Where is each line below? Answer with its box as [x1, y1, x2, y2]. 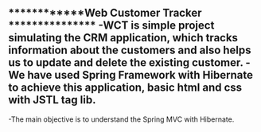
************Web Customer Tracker [8, 6, 202, 20]
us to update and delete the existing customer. [8, 56, 243, 70]
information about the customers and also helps [8, 44, 252, 57]
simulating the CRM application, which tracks [8, 31, 239, 45]
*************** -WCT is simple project [8, 19, 215, 33]
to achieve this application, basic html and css [8, 81, 243, 95]
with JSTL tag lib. [8, 93, 96, 107]
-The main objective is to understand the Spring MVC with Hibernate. [8, 115, 235, 124]
